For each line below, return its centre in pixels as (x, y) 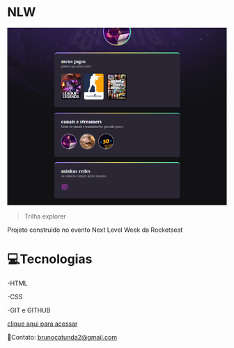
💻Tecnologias (50, 259)
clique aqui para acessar (42, 324)
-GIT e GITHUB (29, 310)
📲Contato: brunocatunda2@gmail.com (62, 338)
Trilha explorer (45, 216)
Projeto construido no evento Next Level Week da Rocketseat (95, 230)
